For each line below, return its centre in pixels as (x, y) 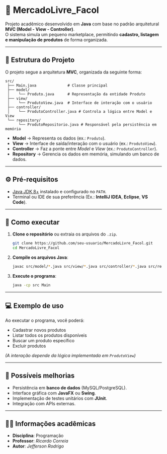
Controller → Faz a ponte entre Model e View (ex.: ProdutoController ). (85, 149)
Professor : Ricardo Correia (40, 441)
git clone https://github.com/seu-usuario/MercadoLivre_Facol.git (83, 243)
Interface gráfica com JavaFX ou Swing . (54, 393)
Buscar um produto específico (43, 340)
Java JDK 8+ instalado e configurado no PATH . (59, 191)
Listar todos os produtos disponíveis (49, 335)
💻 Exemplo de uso (34, 306)
